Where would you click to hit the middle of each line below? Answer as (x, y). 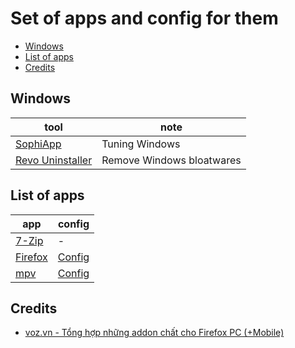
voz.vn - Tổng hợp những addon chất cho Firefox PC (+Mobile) (154, 333)
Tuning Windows (141, 144)
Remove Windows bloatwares (171, 160)
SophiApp (38, 144)
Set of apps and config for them (144, 18)
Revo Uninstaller (54, 160)
